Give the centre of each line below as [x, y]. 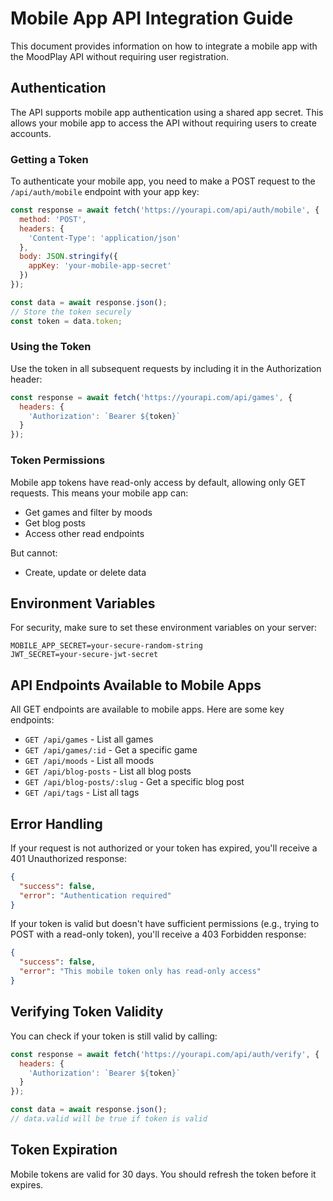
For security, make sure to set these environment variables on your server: [164, 628]
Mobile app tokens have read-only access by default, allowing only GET [158, 482]
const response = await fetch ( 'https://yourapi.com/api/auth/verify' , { [165, 1054]
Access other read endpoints [84, 533]
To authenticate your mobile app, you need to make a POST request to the [163, 181]
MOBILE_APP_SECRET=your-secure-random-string [106, 646]
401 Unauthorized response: [68, 858]
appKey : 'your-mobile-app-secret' [100, 266]
